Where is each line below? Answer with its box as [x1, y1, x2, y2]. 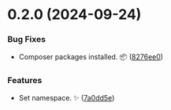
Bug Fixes [7, 34, 46, 45]
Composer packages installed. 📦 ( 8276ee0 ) [18, 52, 163, 62]
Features [7, 75, 43, 86]
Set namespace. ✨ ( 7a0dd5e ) [18, 93, 115, 102]
